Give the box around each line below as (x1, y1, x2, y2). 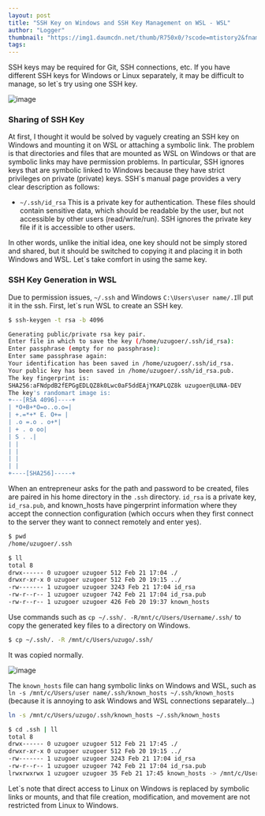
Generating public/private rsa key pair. (8, 330, 147, 338)
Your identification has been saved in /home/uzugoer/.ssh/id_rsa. (8, 360, 235, 367)
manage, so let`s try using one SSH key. (8, 80, 138, 89)
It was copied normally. (8, 650, 84, 659)
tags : (8, 41, 26, 49)
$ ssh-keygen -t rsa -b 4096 (8, 316, 104, 324)
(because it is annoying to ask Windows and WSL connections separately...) (8, 695, 255, 706)
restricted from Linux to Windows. (8, 800, 119, 810)
